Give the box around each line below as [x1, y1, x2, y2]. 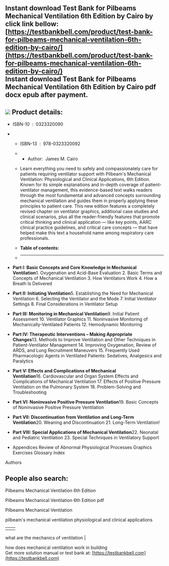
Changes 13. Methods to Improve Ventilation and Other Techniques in [12, 337, 156, 343]
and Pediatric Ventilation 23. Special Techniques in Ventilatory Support [12, 434, 159, 441]
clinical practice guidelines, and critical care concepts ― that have [20, 224, 158, 231]
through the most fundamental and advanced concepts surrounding [20, 193, 161, 199]
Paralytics [12, 358, 34, 364]
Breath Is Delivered [12, 281, 52, 287]
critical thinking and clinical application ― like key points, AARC [20, 219, 152, 225]
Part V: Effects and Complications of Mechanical [12, 368, 117, 374]
